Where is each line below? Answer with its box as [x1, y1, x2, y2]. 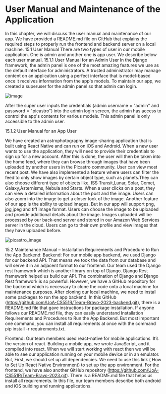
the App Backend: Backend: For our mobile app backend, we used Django [5, 252, 156, 258]
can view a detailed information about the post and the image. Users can [5, 190, 154, 196]
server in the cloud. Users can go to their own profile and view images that [5, 222, 158, 228]
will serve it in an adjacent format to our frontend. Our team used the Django [5, 262, 161, 268]
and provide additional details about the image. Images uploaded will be [5, 211, 152, 217]
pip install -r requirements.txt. [5, 325, 66, 331]
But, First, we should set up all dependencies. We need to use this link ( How [5, 356, 162, 362]
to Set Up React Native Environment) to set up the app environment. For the [5, 362, 160, 368]
